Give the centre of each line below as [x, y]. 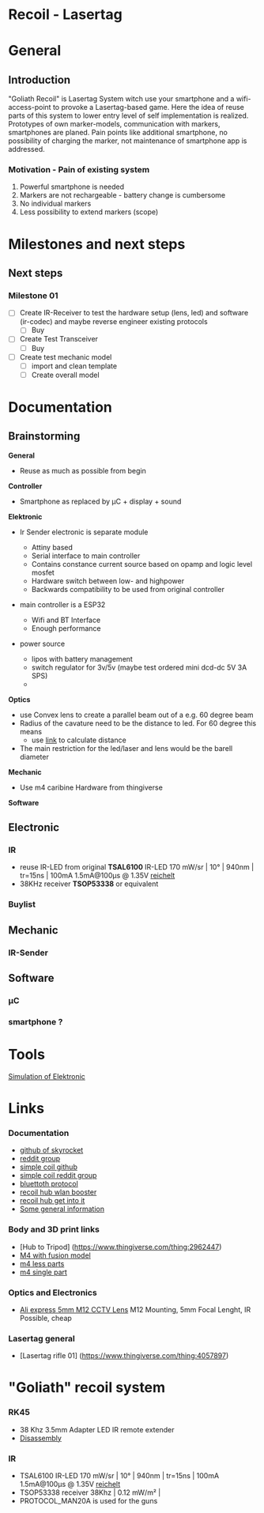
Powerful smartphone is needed [72, 187]
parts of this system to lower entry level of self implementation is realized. [128, 115]
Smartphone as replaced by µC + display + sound [100, 501]
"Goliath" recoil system [87, 1388]
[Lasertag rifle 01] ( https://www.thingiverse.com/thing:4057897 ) [124, 1356]
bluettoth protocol [49, 1184]
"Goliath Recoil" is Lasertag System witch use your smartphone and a [121, 99]
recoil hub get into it [52, 1201]
